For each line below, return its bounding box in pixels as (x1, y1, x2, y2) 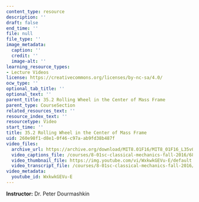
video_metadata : (6, 168, 46, 175)
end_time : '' (6, 25, 38, 31)
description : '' (6, 14, 46, 20)
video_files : (6, 140, 38, 147)
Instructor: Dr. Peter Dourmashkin (6, 190, 90, 197)
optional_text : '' (6, 91, 52, 97)
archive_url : (11, 146, 44, 152)
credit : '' (11, 53, 38, 59)
